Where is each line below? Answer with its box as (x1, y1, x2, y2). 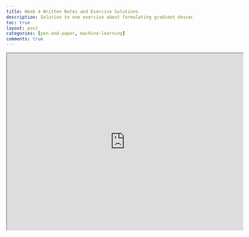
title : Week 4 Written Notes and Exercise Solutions (6, 8, 139, 15)
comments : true (6, 36, 44, 42)
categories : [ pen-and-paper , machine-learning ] (6, 31, 126, 37)
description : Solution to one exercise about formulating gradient (6, 14, 176, 20)
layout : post (6, 25, 38, 31)
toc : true (6, 19, 31, 25)
